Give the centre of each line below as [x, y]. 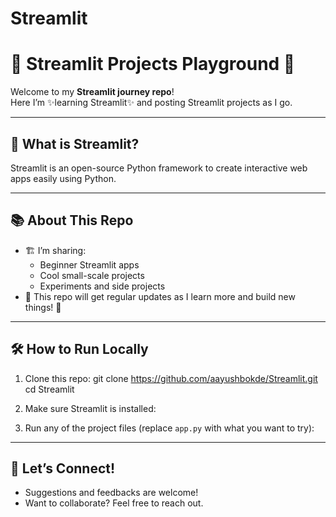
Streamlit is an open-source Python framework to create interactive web [159, 168]
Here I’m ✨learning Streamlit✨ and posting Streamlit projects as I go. [151, 103]
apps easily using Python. [63, 178]
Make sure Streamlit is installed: [90, 408]
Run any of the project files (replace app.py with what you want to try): [169, 428]
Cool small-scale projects [92, 275]
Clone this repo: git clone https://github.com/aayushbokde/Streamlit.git [171, 378]
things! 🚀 [43, 307]
